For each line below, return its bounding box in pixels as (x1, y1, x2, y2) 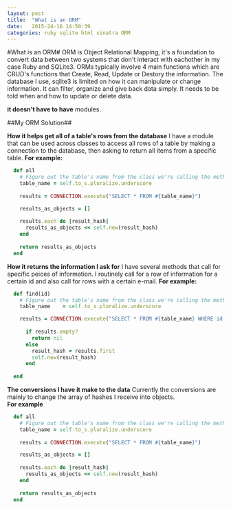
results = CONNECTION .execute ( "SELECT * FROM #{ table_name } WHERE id (19, 316, 223, 323)
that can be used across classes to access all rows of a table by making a (7, 139, 215, 148)
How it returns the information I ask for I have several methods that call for (7, 262, 221, 270)
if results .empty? (25, 328, 78, 335)
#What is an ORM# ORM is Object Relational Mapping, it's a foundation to (7, 48, 215, 56)
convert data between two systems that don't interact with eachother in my (7, 56, 220, 64)
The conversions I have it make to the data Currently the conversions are (7, 386, 217, 393)
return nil (32, 334, 63, 341)
